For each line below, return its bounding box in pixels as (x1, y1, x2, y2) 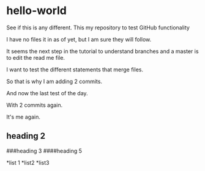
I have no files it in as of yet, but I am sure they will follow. (6, 35, 152, 43)
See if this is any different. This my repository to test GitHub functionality (6, 24, 190, 31)
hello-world (6, 4, 67, 18)
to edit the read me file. (6, 54, 65, 61)
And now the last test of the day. (6, 89, 88, 96)
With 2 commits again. (6, 101, 63, 109)
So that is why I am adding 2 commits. (6, 78, 103, 85)
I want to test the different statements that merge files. (6, 65, 144, 73)
